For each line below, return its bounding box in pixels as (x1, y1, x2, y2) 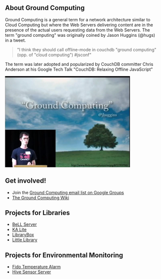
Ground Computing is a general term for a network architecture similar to (5, 16, 150, 22)
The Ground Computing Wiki (12, 195, 69, 201)
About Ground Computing (5, 4, 85, 12)
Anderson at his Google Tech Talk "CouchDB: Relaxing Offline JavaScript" (5, 66, 153, 72)
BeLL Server (12, 221, 37, 227)
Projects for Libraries (5, 209, 70, 217)
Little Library (12, 237, 38, 243)
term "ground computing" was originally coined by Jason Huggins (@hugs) (5, 32, 155, 38)
